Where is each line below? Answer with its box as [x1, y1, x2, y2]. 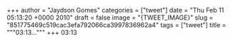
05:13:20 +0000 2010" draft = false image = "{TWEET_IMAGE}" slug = [6, 13, 214, 22]
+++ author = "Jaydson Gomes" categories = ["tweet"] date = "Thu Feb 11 [6, 6, 224, 14]
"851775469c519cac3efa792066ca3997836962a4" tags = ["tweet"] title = [6, 21, 227, 29]
